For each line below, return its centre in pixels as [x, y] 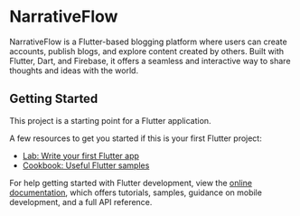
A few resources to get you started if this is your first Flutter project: [136, 138]
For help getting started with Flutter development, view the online [131, 183]
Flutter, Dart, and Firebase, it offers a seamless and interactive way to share [150, 61]
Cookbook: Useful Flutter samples [86, 165]
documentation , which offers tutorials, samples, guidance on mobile [136, 193]
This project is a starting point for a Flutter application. [110, 120]
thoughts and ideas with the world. [74, 70]
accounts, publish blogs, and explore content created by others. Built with [147, 51]
